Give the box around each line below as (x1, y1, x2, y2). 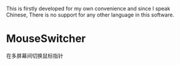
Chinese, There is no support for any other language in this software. (6, 11, 175, 18)
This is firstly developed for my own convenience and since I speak (6, 5, 171, 12)
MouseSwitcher (6, 32, 86, 45)
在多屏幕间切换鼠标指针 (6, 52, 63, 59)
